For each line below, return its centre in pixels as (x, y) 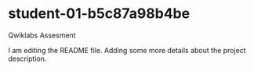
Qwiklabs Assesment (42, 35)
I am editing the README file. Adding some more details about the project (127, 50)
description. (27, 59)
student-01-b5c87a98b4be (99, 14)
